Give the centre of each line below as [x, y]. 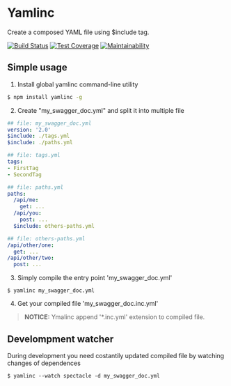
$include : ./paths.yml [40, 143]
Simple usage [37, 68]
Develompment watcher [61, 339]
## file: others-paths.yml [46, 238]
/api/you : [27, 213]
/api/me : [26, 200]
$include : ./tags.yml [39, 136]
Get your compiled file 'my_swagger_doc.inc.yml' [88, 304]
